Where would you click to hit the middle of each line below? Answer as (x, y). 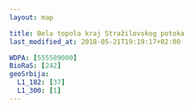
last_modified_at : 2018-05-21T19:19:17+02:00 (95, 42)
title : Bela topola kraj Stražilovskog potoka (97, 33)
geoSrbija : (29, 74)
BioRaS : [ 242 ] (36, 66)
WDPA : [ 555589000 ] (43, 58)
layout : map (31, 17)
